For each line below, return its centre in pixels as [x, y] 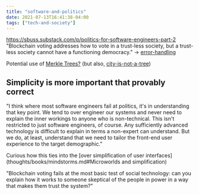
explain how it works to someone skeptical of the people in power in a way [97, 180]
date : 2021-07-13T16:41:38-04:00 [48, 17]
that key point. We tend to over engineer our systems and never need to [94, 112]
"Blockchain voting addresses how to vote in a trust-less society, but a [92, 46]
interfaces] [159, 156]
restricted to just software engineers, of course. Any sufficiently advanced [97, 125]
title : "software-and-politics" [46, 12]
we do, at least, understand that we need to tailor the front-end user [89, 138]
